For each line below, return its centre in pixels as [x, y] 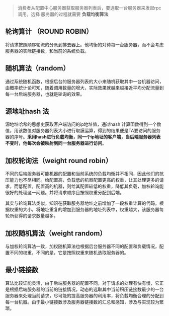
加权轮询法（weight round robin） [59, 161]
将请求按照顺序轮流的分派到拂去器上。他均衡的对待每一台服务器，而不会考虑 [84, 44]
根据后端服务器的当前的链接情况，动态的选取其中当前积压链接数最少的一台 [87, 289]
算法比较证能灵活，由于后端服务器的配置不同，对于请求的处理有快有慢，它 [82, 283]
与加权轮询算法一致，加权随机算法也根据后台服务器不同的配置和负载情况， [82, 247]
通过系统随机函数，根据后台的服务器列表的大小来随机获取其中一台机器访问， [84, 81]
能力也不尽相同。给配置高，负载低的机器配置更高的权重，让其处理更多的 [84, 180]
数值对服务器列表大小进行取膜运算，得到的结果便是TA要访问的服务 [92, 131]
